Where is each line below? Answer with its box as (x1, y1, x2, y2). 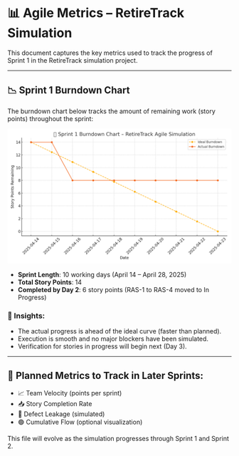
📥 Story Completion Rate (17, 400, 92, 408)
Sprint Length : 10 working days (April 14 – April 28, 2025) (17, 270, 187, 279)
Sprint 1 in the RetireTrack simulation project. (7, 56, 138, 64)
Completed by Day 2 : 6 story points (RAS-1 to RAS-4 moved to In (17, 285, 210, 294)
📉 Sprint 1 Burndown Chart (7, 84, 130, 96)
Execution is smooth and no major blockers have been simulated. (17, 335, 208, 343)
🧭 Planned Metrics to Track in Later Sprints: (7, 369, 204, 381)
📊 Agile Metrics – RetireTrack (7, 5, 185, 21)
